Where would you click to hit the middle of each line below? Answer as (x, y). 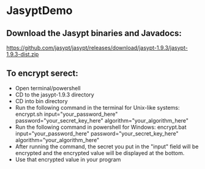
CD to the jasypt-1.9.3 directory (55, 95)
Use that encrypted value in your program (68, 159)
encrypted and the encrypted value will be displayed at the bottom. (100, 153)
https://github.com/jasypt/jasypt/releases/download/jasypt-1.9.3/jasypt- (97, 48)
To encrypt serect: (42, 74)
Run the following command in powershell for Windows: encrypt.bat (101, 127)
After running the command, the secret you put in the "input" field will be (107, 146)
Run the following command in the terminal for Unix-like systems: (97, 107)
